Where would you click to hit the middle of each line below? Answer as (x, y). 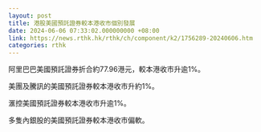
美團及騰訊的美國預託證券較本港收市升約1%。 (84, 86)
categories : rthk (37, 46)
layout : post (30, 16)
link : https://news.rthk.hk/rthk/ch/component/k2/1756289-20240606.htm (130, 38)
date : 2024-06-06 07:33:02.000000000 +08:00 (84, 30)
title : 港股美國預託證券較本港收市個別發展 (72, 23)
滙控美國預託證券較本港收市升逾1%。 (69, 103)
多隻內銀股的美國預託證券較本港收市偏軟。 (79, 120)
